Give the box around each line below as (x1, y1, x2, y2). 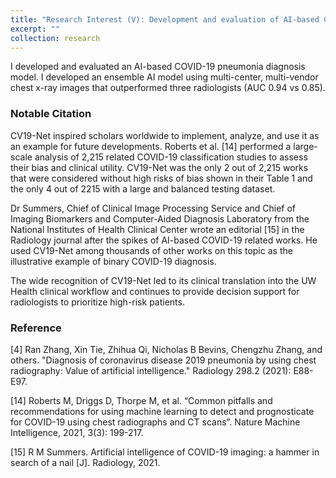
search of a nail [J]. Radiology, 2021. (10, 456, 161, 468)
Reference (10, 321, 62, 335)
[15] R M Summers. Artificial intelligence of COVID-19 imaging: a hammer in (10, 446, 320, 458)
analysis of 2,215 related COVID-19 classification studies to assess (34, 151, 308, 163)
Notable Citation (10, 107, 92, 121)
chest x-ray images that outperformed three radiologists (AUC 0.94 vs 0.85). (10, 82, 326, 94)
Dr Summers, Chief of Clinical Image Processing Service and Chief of (10, 202, 297, 214)
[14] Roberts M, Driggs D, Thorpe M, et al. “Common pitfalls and (10, 394, 273, 406)
